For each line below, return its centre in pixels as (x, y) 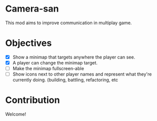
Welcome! (16, 114)
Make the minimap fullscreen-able (48, 68)
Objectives (29, 43)
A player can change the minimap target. (55, 63)
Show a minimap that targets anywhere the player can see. (74, 57)
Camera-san (32, 9)
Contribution (33, 100)
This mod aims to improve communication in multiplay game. (69, 23)
